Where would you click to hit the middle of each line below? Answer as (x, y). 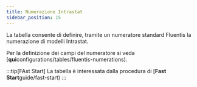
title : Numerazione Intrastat (45, 12)
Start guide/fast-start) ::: (36, 77)
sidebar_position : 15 (34, 18)
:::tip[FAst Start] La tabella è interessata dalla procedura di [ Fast (86, 71)
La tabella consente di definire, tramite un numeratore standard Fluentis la (99, 34)
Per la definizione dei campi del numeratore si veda (71, 53)
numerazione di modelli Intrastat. (47, 41)
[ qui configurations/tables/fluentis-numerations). (67, 59)
